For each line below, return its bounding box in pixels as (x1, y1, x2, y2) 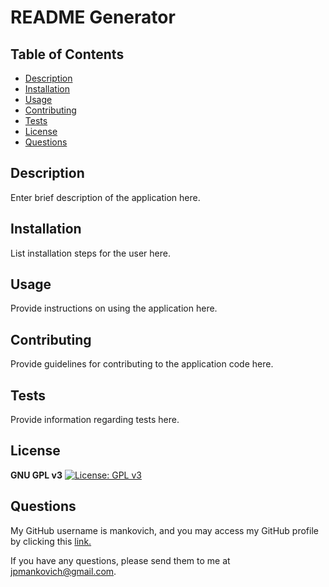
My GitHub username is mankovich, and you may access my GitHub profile (10, 524, 319, 536)
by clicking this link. (10, 535, 92, 547)
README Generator (10, 6, 176, 29)
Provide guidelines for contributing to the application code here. (10, 358, 274, 370)
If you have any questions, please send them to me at (10, 554, 231, 566)
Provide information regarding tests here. (10, 414, 180, 426)
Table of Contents (10, 46, 125, 63)
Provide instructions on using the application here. (10, 302, 218, 315)
